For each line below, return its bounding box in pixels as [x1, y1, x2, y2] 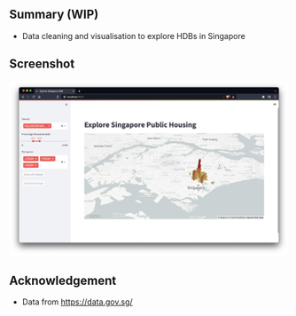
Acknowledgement [9, 273, 117, 288]
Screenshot [9, 57, 75, 72]
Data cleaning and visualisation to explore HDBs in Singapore [21, 30, 245, 41]
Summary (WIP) [9, 7, 99, 22]
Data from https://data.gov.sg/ [21, 296, 133, 307]
